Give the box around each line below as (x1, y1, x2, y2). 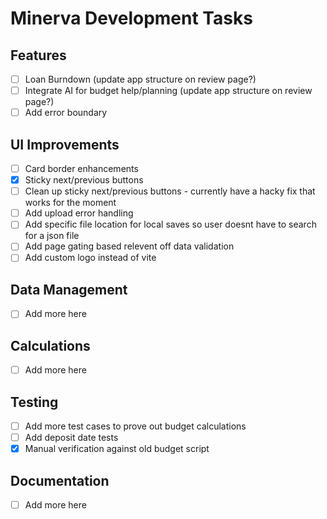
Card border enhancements (24, 163, 139, 174)
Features (10, 47, 67, 64)
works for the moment (24, 197, 117, 209)
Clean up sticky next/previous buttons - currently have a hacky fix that (24, 185, 316, 197)
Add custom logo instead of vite (24, 252, 157, 264)
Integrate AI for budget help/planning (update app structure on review (24, 85, 313, 97)
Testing (10, 393, 59, 411)
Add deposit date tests (24, 432, 119, 444)
